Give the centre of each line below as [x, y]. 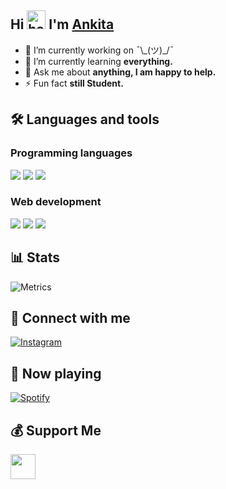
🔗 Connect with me [70, 318]
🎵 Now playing [56, 373]
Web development [56, 202]
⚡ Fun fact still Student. [74, 83]
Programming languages [71, 153]
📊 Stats [35, 257]
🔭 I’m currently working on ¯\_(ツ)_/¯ [99, 50]
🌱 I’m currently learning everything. [98, 61]
